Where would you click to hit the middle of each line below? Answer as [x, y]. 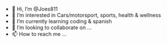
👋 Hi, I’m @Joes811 [35, 9]
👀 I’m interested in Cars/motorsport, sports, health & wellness [86, 15]
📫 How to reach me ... [39, 34]
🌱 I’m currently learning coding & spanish [62, 21]
